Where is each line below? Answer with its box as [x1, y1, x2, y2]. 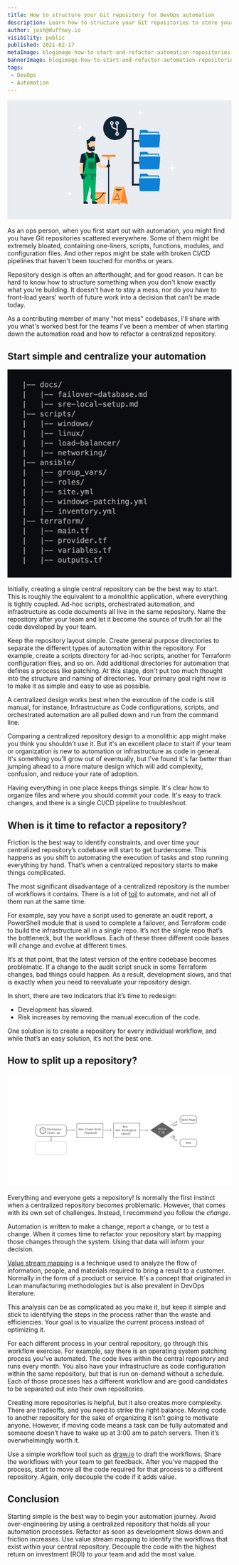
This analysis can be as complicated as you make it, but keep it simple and [7, 1303, 226, 1311]
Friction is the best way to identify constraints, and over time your [7, 838, 200, 847]
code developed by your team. [7, 622, 97, 631]
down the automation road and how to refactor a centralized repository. [7, 329, 217, 338]
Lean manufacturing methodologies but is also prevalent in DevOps [7, 1281, 205, 1290]
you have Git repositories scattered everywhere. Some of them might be [7, 234, 219, 243]
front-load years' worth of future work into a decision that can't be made [7, 293, 221, 302]
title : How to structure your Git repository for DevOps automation [7, 11, 215, 18]
